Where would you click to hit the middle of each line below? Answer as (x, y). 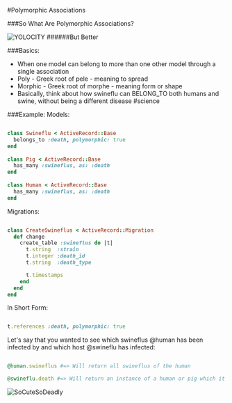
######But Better (72, 37)
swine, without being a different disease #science (88, 101)
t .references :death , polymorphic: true (67, 326)
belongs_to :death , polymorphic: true (70, 140)
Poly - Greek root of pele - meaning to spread (82, 79)
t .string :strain (52, 250)
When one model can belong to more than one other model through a (117, 64)
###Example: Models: (39, 114)
